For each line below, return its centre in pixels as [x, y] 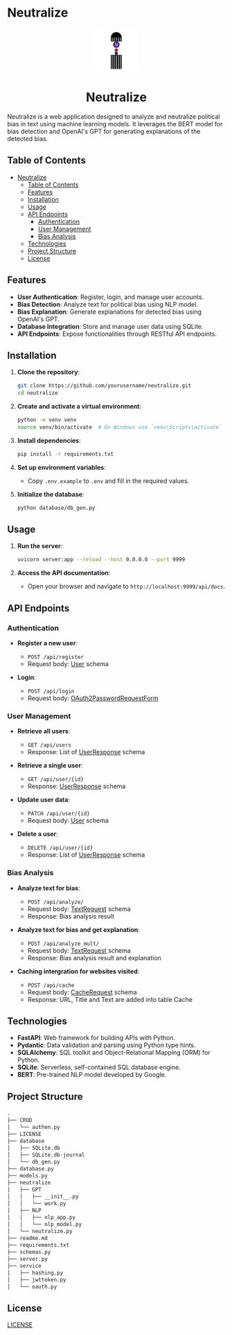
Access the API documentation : [64, 573]
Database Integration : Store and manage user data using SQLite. [110, 326]
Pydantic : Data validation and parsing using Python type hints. [106, 1045]
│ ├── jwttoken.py [37, 1280]
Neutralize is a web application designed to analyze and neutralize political [114, 117]
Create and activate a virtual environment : [79, 407]
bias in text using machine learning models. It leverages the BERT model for [115, 124]
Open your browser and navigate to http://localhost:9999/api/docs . [126, 586]
